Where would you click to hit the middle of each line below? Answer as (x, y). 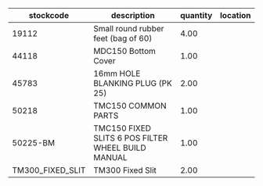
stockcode (49, 15)
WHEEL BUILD (120, 148)
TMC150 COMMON (130, 106)
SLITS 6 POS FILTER (131, 138)
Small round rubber (129, 29)
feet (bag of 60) (123, 38)
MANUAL (110, 157)
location (236, 15)
